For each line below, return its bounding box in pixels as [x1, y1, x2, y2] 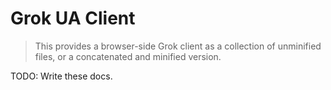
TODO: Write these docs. [10, 70, 113, 82]
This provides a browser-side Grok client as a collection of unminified [34, 40, 322, 52]
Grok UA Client [10, 7, 136, 30]
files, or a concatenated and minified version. [34, 50, 222, 62]
